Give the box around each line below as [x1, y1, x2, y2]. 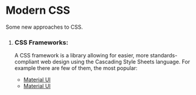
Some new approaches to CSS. [5, 23, 83, 30]
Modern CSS [5, 4, 71, 17]
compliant [14, 58, 40, 66]
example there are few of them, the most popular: [14, 65, 138, 72]
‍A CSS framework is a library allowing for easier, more [14, 52, 149, 59]
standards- [150, 52, 178, 59]
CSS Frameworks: [14, 38, 69, 47]
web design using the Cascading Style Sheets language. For [40, 58, 191, 66]
